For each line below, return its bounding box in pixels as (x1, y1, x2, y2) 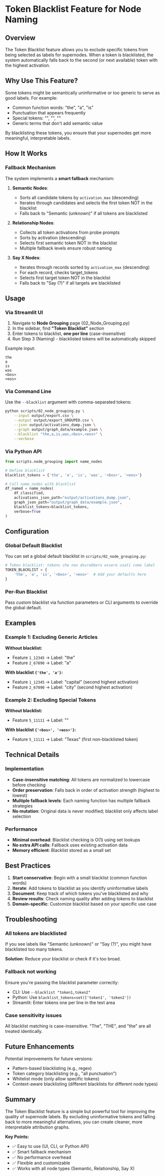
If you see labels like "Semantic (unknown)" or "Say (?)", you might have (5, 941, 152, 947)
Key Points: (5, 1134, 29, 1139)
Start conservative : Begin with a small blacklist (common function (12, 875, 147, 881)
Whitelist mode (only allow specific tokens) (12, 1075, 100, 1081)
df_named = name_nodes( (5, 486, 54, 491)
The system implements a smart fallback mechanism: (5, 175, 115, 181)
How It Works (5, 149, 48, 158)
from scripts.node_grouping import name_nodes (5, 459, 102, 464)
